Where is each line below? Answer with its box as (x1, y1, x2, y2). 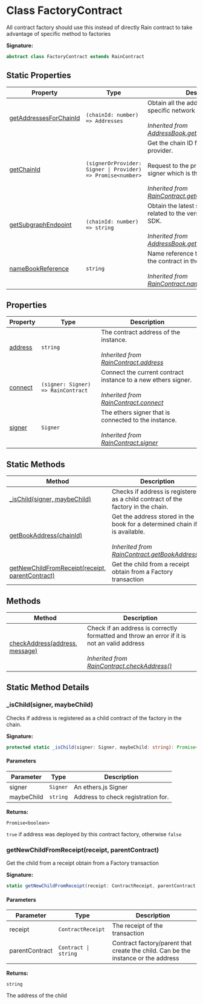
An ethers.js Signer (73, 782, 128, 791)
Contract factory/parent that (112, 939, 192, 948)
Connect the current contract (100, 368, 184, 377)
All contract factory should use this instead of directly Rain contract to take (6, 24, 193, 31)
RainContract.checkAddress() (87, 662, 172, 670)
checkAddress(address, (9, 639, 77, 648)
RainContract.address (100, 358, 164, 367)
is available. (111, 527, 145, 536)
